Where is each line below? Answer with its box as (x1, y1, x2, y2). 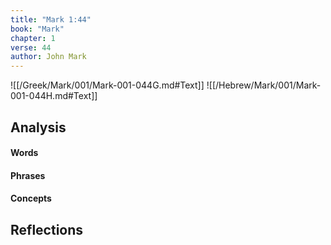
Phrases (10, 169, 46, 181)
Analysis (10, 119, 67, 136)
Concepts (10, 192, 52, 205)
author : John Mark (10, 52, 87, 62)
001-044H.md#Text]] (10, 90, 98, 102)
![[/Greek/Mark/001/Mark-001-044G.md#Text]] (10, 79, 205, 91)
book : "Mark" (10, 24, 65, 34)
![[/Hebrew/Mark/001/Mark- (206, 79, 322, 91)
